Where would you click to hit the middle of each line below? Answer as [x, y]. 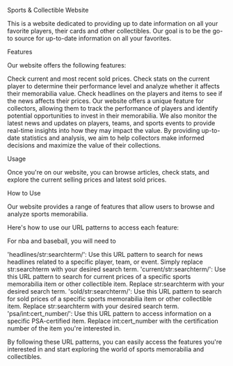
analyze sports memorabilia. [48, 214]
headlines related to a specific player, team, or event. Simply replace [105, 262]
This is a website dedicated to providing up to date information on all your [113, 23]
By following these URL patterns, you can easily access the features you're [115, 342]
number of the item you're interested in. [64, 328]
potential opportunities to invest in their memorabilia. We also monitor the [112, 116]
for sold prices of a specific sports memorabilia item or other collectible [110, 299]
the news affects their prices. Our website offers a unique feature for [105, 101]
